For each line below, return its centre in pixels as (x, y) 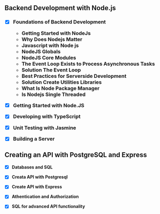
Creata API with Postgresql (40, 177)
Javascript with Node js (50, 45)
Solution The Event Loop (51, 70)
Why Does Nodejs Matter (52, 39)
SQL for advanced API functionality (48, 206)
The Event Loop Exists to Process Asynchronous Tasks (88, 64)
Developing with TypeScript (47, 117)
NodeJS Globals (41, 51)
